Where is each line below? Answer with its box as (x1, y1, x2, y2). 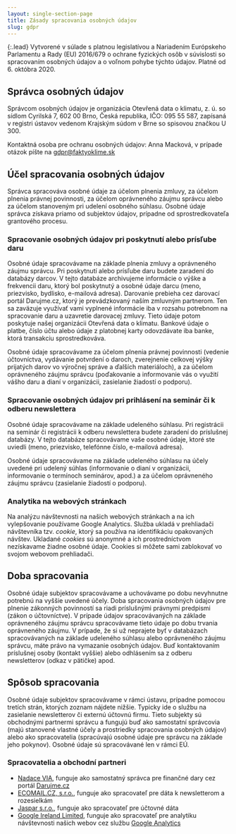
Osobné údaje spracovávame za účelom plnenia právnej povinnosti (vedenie (7, 348, 229, 356)
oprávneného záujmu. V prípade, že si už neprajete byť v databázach (7, 626, 208, 635)
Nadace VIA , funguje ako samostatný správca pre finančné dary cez (17, 773, 216, 782)
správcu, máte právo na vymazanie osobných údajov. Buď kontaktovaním (7, 641, 220, 649)
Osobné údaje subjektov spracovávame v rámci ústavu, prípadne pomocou (7, 695, 225, 704)
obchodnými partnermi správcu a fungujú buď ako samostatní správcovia (7, 718, 221, 726)
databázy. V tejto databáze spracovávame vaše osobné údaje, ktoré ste (7, 435, 215, 444)
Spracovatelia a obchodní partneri (7, 758, 127, 768)
